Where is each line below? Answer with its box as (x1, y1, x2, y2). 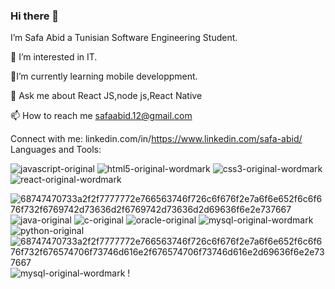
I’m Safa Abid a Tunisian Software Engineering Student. (10, 32, 238, 44)
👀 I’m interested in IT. (10, 51, 98, 63)
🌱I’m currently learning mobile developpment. (10, 70, 198, 83)
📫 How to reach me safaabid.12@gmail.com (10, 110, 193, 122)
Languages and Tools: (10, 144, 102, 156)
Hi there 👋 (10, 9, 60, 23)
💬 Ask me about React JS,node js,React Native (10, 90, 203, 102)
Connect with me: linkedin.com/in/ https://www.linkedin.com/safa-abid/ (10, 133, 303, 145)
